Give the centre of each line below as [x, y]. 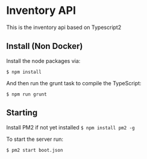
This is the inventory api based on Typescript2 [64, 27]
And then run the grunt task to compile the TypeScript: [74, 83]
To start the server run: [35, 139]
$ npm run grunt [27, 94]
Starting [22, 113]
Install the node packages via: [43, 60]
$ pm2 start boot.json [35, 150]
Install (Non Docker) [45, 46]
